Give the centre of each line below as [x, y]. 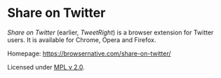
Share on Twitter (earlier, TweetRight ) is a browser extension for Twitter [110, 32]
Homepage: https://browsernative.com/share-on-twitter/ [89, 53]
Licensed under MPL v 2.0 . [46, 67]
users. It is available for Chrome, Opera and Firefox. [82, 39]
